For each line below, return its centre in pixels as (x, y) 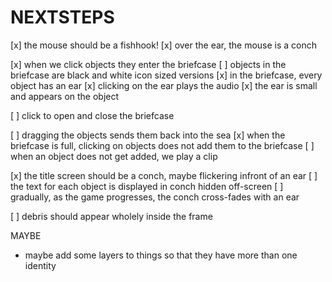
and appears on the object (65, 96)
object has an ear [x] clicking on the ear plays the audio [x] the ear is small (164, 85)
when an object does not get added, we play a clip (114, 156)
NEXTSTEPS (62, 17)
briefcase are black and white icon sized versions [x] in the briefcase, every (166, 75)
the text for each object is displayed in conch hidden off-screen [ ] (147, 186)
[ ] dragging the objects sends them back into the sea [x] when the (148, 135)
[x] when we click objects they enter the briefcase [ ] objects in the (148, 64)
